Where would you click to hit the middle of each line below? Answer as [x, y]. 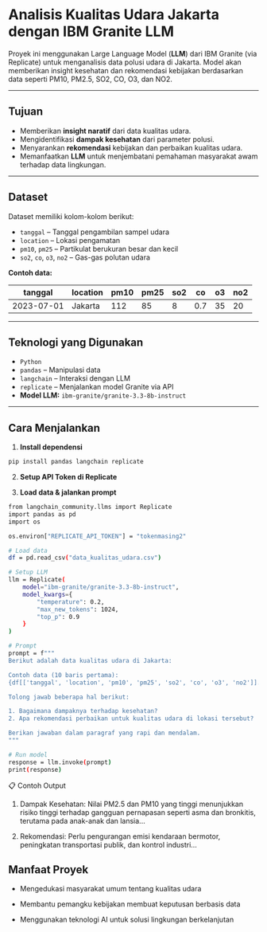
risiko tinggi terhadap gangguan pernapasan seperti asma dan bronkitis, [138, 812]
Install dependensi [51, 447]
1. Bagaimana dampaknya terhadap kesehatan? [83, 711]
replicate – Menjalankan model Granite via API [97, 387]
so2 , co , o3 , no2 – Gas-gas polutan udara [85, 257]
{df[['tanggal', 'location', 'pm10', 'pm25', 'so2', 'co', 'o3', [118, 683]
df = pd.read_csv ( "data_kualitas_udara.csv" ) [85, 558]
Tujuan [26, 112]
